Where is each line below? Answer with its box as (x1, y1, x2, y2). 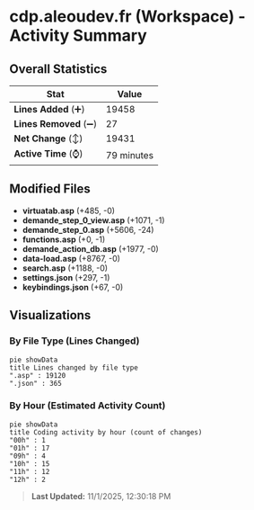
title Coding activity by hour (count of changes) (9, 427, 203, 437)
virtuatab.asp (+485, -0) (22, 205, 115, 216)
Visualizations (9, 308, 92, 323)
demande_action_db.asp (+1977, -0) (22, 243, 159, 254)
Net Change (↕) (13, 132, 83, 145)
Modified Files (9, 182, 92, 197)
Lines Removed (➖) (13, 118, 97, 130)
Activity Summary (9, 25, 148, 46)
